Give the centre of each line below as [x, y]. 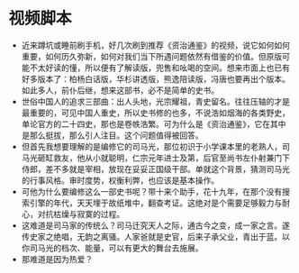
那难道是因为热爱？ [57, 259]
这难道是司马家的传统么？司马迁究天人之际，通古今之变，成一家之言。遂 [155, 225]
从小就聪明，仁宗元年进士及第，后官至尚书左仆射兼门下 [187, 158]
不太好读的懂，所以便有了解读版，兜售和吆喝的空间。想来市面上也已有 [159, 68]
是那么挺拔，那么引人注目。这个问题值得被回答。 [112, 135]
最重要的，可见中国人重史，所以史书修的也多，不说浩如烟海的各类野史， [155, 113]
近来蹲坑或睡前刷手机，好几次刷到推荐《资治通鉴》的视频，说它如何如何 [155, 45]
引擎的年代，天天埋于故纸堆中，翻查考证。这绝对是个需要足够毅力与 [156, 203]
